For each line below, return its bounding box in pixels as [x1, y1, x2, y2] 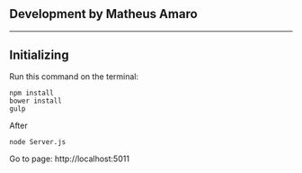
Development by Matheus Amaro [9, 6, 198, 22]
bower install [9, 96, 63, 105]
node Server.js [9, 138, 67, 147]
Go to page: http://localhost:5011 [9, 153, 130, 164]
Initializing [9, 48, 69, 62]
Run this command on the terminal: [9, 71, 139, 82]
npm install [9, 88, 54, 98]
